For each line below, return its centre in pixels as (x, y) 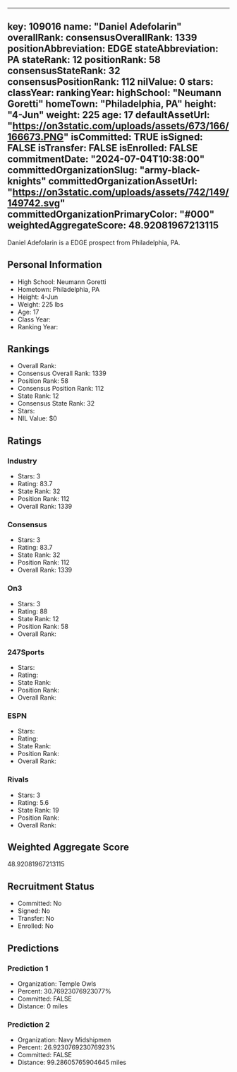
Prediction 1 (28, 968)
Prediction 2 (29, 1024)
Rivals (18, 779)
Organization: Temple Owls (57, 984)
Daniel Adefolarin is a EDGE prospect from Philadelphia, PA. (94, 242)
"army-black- (170, 170)
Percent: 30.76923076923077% (64, 991)
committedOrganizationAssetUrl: (123, 181)
